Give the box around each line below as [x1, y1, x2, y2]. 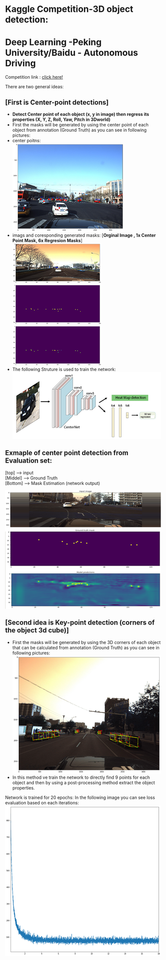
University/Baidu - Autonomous [5, 47, 138, 58]
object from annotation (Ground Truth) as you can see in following [12, 127, 147, 133]
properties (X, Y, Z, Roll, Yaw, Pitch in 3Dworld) [12, 116, 111, 122]
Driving [5, 58, 36, 69]
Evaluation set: [5, 457, 52, 465]
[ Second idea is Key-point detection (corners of [5, 618, 155, 627]
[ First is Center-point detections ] [5, 98, 109, 107]
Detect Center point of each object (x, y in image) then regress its [12, 111, 149, 117]
